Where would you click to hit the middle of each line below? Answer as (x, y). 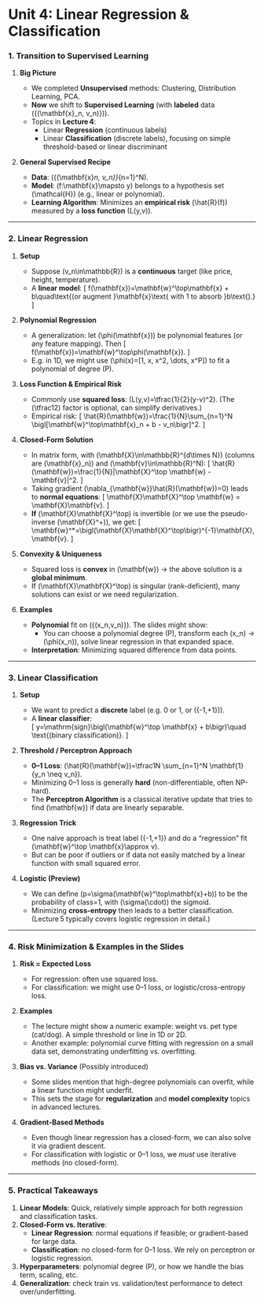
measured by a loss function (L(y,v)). (92, 211)
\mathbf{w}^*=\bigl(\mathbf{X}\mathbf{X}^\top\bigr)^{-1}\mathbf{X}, (143, 530)
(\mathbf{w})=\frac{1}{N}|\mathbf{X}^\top (99, 471)
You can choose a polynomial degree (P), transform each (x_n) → (149, 633)
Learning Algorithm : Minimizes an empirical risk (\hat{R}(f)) (129, 202)
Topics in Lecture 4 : (64, 122)
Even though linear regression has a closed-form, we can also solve (141, 1138)
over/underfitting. (48, 1291)
